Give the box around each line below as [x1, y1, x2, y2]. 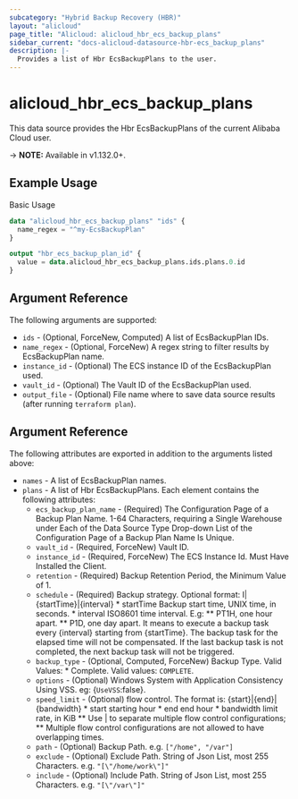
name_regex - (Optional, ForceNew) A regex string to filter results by [21, 341, 269, 352]
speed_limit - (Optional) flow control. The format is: [35, 693, 226, 704]
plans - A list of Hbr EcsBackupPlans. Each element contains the [21, 484, 260, 495]
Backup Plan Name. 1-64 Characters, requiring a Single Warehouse [35, 513, 283, 523]
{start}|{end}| [227, 693, 277, 704]
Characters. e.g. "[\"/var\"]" [35, 779, 145, 790]
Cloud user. [9, 132, 52, 143]
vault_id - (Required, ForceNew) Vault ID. [35, 541, 189, 552]
